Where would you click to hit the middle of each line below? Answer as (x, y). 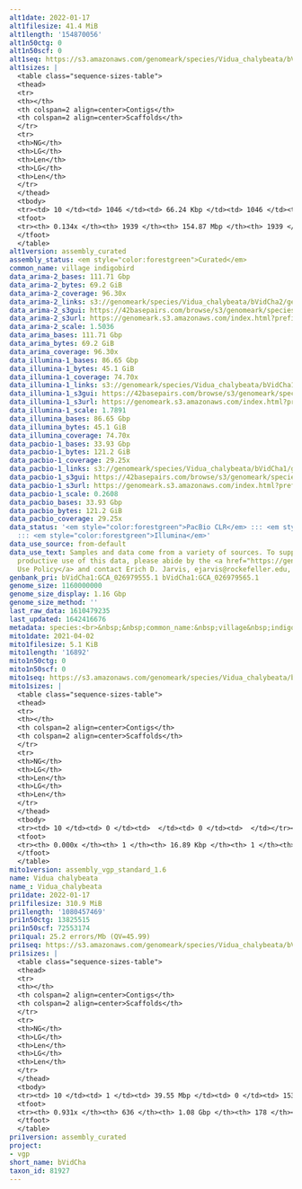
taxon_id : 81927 (40, 1171)
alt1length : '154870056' (56, 34)
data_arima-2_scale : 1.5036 (62, 327)
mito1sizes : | (36, 686)
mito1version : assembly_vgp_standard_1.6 (88, 870)
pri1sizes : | (34, 954)
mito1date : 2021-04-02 (52, 636)
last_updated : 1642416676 (58, 619)
